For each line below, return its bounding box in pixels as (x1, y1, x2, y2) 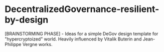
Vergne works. (22, 41, 53, 47)
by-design (5, 14, 49, 25)
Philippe (5, 41, 22, 47)
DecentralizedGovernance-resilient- (5, 3, 159, 15)
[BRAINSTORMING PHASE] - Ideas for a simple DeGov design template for (5, 30, 158, 36)
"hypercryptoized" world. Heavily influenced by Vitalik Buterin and (5, 36, 142, 42)
